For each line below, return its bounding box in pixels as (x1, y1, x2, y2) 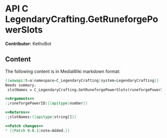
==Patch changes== (5, 123, 43, 129)
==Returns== (5, 110, 30, 115)
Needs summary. (5, 83, 37, 88)
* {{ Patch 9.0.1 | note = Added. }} (5, 128, 70, 133)
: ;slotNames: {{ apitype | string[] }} (5, 115, 77, 120)
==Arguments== (5, 96, 35, 101)
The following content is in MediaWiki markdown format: (5, 68, 121, 74)
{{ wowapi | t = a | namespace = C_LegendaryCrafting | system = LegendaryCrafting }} (5, 78, 159, 83)
